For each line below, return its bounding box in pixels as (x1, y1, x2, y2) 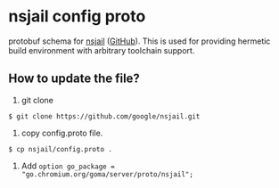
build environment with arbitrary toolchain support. (8, 45, 195, 55)
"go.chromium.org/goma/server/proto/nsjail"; (21, 169, 193, 179)
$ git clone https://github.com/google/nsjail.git (8, 111, 201, 121)
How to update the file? (8, 71, 140, 86)
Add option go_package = (21, 160, 115, 171)
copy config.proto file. (21, 127, 103, 138)
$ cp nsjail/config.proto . (8, 144, 113, 153)
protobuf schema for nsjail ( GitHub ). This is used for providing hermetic (8, 36, 271, 46)
